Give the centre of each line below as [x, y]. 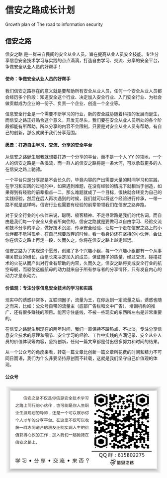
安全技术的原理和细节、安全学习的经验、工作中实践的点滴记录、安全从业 [83, 335]
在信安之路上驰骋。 [25, 169]
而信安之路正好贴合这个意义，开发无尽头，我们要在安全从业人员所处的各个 [81, 120]
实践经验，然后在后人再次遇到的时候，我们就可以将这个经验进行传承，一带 [81, 198]
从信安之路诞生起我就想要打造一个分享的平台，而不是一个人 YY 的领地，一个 [83, 157]
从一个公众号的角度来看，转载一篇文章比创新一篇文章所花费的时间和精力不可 [83, 352]
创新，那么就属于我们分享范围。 [46, 132]
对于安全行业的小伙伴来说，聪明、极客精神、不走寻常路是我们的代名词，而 [81, 215]
